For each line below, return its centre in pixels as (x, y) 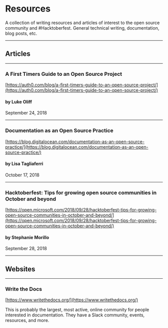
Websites (20, 269)
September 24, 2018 (26, 113)
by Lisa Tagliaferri (24, 164)
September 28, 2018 (26, 249)
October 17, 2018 (22, 175)
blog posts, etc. (21, 33)
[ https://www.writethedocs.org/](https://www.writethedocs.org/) (72, 300)
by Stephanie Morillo (27, 237)
